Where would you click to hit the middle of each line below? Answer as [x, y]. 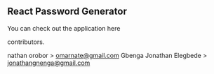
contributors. [26, 42]
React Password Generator [67, 12]
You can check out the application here [64, 28]
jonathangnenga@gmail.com [49, 63]
